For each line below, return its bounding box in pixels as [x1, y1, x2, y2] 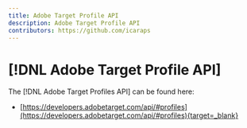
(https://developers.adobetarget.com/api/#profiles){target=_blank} [19, 111, 239, 120]
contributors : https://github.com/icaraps [8, 26, 151, 34]
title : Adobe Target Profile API [8, 11, 119, 20]
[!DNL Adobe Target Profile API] [8, 60, 222, 79]
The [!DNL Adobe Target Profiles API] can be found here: [8, 87, 195, 96]
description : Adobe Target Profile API [8, 19, 141, 27]
